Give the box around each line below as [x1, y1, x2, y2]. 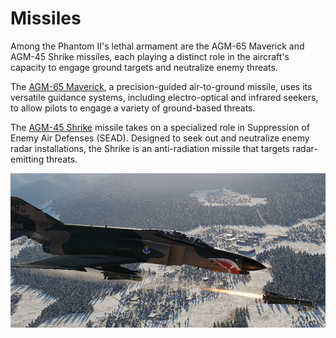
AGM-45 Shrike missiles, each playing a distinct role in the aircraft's [10, 50, 290, 62]
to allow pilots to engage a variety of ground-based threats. [10, 102, 256, 114]
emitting [10, 153, 45, 165]
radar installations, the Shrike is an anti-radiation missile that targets [10, 142, 291, 154]
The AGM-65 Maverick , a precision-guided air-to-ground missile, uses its [10, 80, 313, 92]
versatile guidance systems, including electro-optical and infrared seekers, [10, 91, 319, 103]
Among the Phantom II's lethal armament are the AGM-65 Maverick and [10, 40, 305, 52]
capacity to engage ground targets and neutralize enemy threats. [10, 61, 278, 73]
